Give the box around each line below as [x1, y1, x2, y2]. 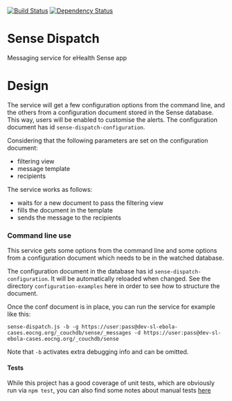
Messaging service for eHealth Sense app [7, 53, 127, 62]
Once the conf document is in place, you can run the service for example [7, 303, 216, 311]
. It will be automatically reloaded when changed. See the [47, 274, 211, 283]
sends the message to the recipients [17, 213, 121, 222]
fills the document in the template [17, 206, 113, 214]
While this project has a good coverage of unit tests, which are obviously [7, 379, 215, 387]
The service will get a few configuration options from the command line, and [7, 100, 225, 109]
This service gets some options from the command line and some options [7, 247, 217, 255]
